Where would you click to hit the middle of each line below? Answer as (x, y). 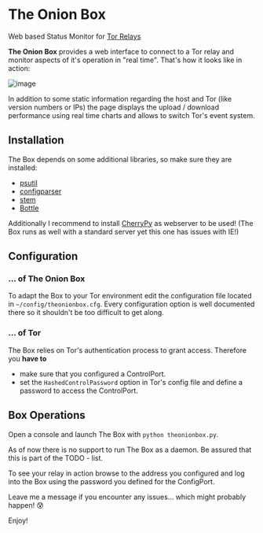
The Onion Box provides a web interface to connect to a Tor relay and (121, 51)
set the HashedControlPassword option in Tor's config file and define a (131, 382)
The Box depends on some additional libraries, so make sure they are (120, 159)
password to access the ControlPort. (79, 390)
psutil (28, 183)
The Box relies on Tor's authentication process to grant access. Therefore (128, 350)
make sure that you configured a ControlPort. (93, 374)
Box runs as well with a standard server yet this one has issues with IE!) (124, 231)
